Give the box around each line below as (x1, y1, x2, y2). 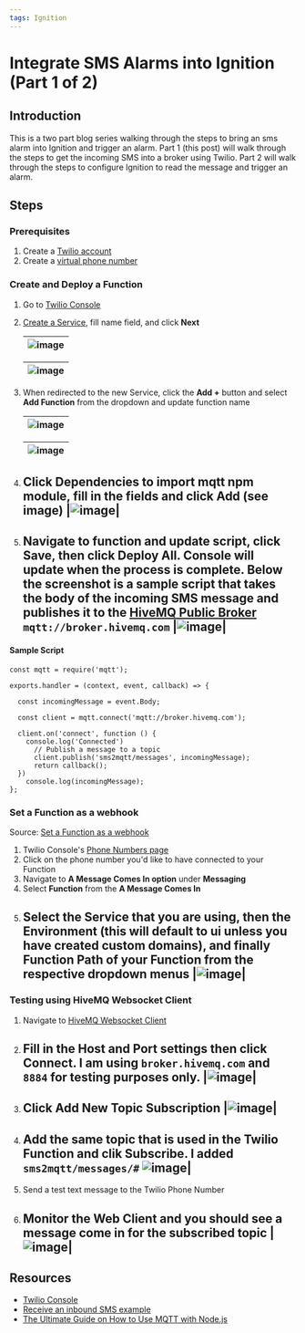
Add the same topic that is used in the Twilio (22, 1131, 280, 1147)
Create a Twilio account (22, 245, 112, 256)
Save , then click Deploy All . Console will (22, 548, 255, 564)
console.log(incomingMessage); (25, 776, 145, 786)
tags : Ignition (9, 13, 67, 23)
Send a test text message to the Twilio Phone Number (22, 1184, 225, 1195)
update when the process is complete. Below (22, 562, 283, 578)
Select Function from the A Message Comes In (22, 882, 201, 894)
